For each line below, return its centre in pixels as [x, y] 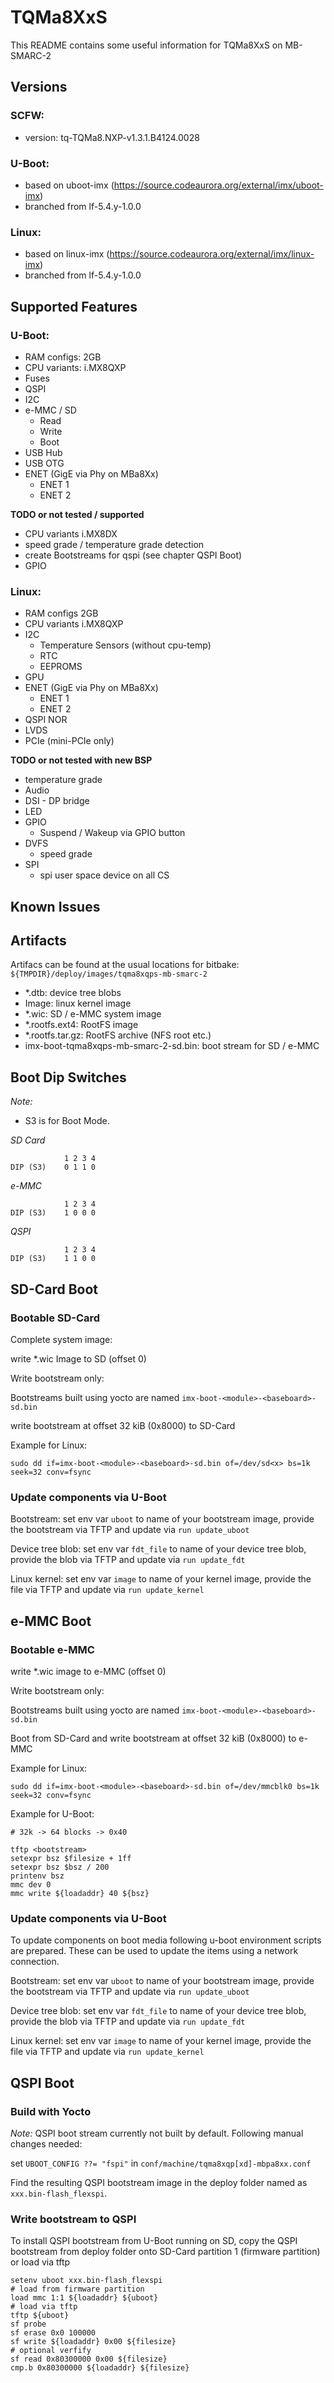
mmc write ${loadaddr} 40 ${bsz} [80, 1893]
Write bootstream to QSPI [73, 2219]
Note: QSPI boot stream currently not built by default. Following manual [157, 2133]
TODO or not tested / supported [77, 514]
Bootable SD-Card [55, 1318]
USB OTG [44, 463]
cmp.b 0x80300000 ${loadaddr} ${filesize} [100, 2368]
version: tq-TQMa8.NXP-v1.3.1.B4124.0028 [112, 137]
